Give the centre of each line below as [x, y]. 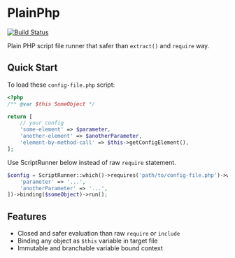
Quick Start [33, 68]
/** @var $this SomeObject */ [51, 104]
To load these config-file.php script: [61, 85]
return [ [20, 117]
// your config [42, 123]
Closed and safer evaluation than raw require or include [99, 234]
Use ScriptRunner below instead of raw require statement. [92, 162]
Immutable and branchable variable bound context [90, 248]
